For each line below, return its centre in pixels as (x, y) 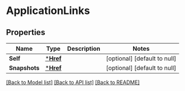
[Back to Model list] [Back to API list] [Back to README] (73, 82)
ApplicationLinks (48, 11)
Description (84, 49)
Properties (26, 32)
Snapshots (24, 68)
